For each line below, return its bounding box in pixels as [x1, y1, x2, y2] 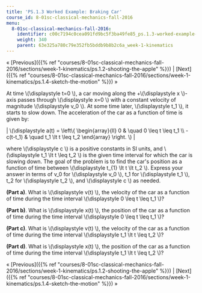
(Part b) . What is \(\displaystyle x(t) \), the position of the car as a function [6, 206, 191, 214]
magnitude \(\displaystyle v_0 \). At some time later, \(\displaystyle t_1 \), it [6, 102, 189, 109]
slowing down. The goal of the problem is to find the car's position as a [6, 158, 182, 165]
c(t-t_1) [6, 133, 23, 140]
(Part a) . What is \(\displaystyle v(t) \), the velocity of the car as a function [6, 188, 190, 196]
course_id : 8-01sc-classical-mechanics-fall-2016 [6, 14, 133, 20]
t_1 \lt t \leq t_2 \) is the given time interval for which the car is [41, 151, 193, 158]
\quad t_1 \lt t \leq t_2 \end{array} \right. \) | [29, 133, 135, 140]
